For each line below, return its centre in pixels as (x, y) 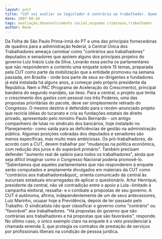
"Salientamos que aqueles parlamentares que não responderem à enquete (79, 164)
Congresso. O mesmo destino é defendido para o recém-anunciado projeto (80, 108)
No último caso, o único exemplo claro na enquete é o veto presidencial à (78, 221)
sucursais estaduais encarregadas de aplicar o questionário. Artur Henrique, (81, 180)
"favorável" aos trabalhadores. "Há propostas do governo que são (71, 211)
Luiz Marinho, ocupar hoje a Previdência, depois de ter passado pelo (74, 201)
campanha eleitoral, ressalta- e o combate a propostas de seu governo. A (78, 190)
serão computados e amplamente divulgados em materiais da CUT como (78, 170)
